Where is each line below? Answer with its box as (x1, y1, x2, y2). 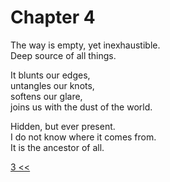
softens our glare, (10, 90, 83, 102)
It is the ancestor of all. (10, 141, 105, 153)
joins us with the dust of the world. (10, 101, 153, 113)
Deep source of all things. (10, 49, 117, 61)
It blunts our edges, (10, 69, 91, 81)
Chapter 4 (10, 6, 96, 29)
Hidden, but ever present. (10, 120, 116, 132)
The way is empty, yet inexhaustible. (10, 39, 161, 51)
